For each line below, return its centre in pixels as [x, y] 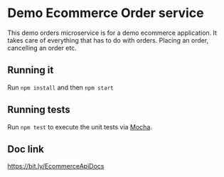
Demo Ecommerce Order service [106, 13]
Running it [31, 70]
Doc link [26, 149]
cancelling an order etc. [42, 48]
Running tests [39, 110]
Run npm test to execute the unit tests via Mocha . [80, 127]
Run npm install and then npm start [60, 87]
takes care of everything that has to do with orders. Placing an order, [108, 40]
